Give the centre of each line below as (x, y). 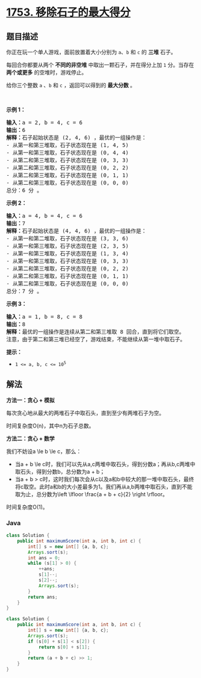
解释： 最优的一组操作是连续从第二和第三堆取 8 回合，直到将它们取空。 (95, 332)
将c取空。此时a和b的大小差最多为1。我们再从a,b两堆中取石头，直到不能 (104, 487)
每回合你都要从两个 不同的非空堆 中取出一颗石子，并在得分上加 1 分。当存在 (100, 65)
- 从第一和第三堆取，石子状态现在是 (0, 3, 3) (68, 261)
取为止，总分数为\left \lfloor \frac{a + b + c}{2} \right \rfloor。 (91, 494)
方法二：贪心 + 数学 (31, 438)
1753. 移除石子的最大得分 (69, 12)
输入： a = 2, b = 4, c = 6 (45, 123)
